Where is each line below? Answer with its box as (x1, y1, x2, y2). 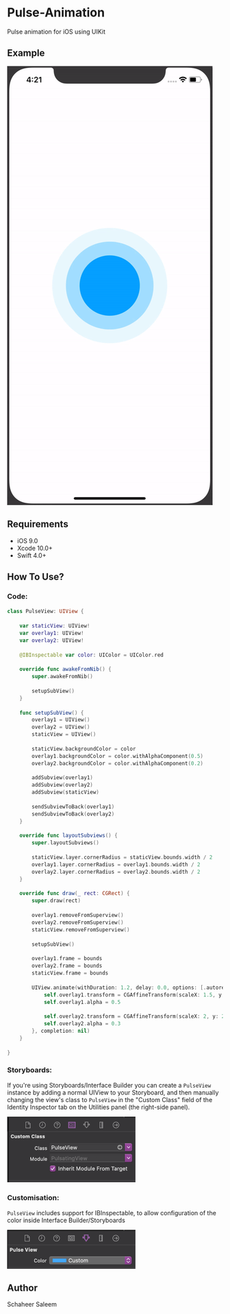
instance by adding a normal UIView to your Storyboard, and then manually (7, 1088, 219, 1097)
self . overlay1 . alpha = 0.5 (43, 999, 121, 1005)
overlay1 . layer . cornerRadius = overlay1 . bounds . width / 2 (31, 861, 201, 868)
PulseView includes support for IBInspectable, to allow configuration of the (7, 1208, 217, 1217)
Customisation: (7, 1193, 60, 1203)
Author (7, 1282, 38, 1294)
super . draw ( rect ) (31, 897, 81, 905)
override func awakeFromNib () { (19, 666, 112, 673)
